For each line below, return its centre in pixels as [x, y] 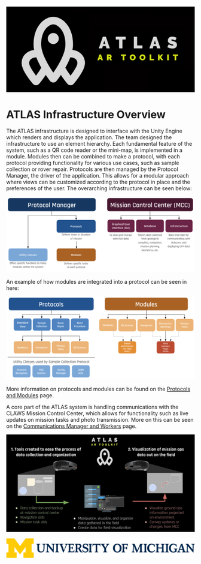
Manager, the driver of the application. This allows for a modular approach [98, 176]
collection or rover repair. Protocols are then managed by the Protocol [92, 169]
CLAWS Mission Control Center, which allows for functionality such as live [97, 413]
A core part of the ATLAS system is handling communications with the [92, 407]
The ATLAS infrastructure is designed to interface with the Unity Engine [94, 131]
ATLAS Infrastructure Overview [86, 114]
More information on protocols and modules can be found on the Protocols [98, 389]
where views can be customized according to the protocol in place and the [98, 182]
